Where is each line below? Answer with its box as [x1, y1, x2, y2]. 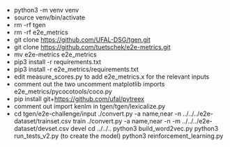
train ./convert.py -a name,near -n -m [72, 117, 181, 125]
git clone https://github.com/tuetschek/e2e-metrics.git [13, 43, 171, 51]
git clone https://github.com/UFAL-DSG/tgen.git [13, 36, 151, 44]
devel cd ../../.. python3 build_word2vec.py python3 [70, 125, 219, 132]
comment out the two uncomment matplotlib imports [13, 80, 165, 88]
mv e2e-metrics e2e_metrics [13, 50, 98, 59]
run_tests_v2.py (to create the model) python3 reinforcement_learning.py [13, 132, 224, 140]
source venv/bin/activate [13, 13, 86, 22]
